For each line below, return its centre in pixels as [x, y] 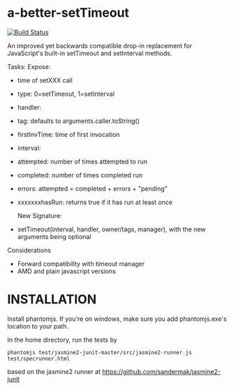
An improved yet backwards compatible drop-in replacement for [100, 45]
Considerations [29, 250]
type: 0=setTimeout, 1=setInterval [66, 94]
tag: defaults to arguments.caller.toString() [78, 121]
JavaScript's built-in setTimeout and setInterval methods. [90, 53]
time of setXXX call [45, 80]
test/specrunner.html [39, 359]
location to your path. [38, 326]
